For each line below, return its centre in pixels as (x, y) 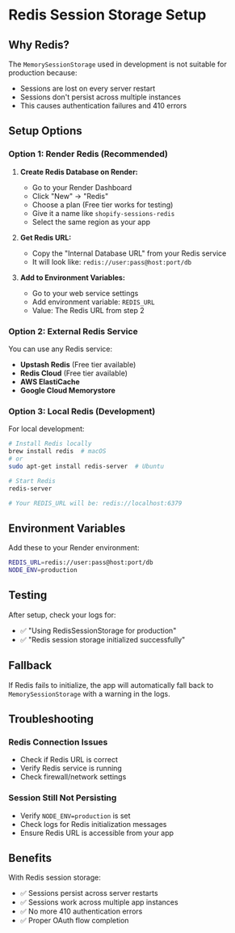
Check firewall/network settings (73, 777)
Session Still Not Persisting (63, 798)
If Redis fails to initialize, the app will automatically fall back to (111, 685)
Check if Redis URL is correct (69, 760)
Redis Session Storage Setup (107, 15)
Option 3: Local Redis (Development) (82, 411)
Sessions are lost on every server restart (88, 88)
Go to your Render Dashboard (82, 187)
